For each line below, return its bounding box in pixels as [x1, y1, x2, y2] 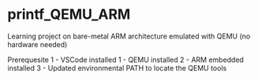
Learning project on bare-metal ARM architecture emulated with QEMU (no [7, 31, 251, 41]
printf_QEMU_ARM [7, 5, 131, 24]
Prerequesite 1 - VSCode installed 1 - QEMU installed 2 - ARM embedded [7, 55, 244, 64]
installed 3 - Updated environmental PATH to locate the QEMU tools [7, 63, 227, 72]
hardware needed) [7, 39, 68, 49]
